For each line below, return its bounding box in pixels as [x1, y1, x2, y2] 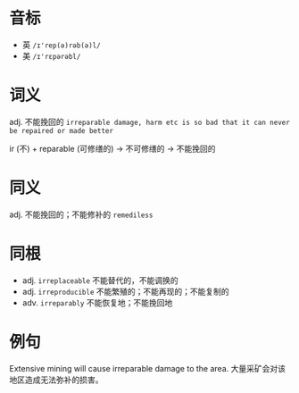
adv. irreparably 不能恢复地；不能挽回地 [21, 297, 173, 308]
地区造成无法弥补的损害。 [9, 374, 104, 385]
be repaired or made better [9, 126, 114, 135]
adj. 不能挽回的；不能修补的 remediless [9, 209, 154, 220]
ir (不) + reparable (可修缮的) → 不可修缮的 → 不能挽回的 [9, 143, 216, 154]
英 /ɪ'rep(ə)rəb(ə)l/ [21, 39, 101, 50]
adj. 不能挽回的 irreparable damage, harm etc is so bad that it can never [9, 116, 290, 127]
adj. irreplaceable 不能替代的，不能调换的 [21, 274, 179, 286]
